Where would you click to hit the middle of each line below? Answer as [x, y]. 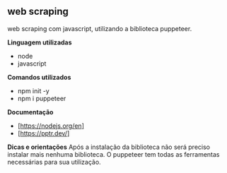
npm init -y [33, 90]
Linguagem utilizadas [40, 42]
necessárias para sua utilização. [54, 162]
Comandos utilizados [39, 77]
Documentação [30, 112]
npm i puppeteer [42, 98]
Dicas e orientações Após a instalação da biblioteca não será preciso [109, 147]
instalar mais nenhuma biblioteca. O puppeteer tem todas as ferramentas [113, 154]
